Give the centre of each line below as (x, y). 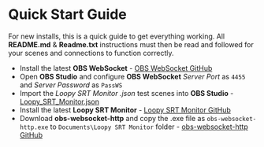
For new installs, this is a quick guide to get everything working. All (117, 36)
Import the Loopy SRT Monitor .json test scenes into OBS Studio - (126, 93)
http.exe (34, 127)
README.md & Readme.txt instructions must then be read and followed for (131, 44)
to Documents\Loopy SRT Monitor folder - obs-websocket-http (149, 127)
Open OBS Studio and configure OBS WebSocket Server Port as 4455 (132, 76)
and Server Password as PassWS (71, 85)
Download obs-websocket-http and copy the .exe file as (112, 118)
